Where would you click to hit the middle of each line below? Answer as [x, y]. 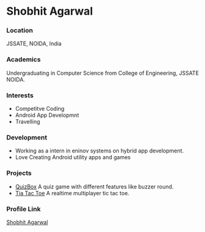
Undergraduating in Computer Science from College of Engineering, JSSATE [103, 73]
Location [20, 31]
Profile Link [24, 209]
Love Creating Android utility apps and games [73, 157]
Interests [20, 95]
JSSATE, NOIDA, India [34, 43]
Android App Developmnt [47, 115]
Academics [24, 59]
